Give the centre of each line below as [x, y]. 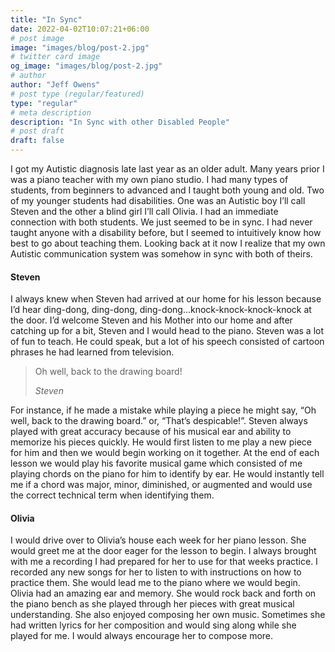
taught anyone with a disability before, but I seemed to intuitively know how [166, 232]
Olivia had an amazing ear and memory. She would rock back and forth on [163, 593]
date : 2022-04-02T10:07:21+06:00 [80, 29]
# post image [37, 38]
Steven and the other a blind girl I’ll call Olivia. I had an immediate [144, 211]
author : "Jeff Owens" [55, 85]
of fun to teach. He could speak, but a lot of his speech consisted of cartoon [167, 342]
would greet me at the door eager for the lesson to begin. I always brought [163, 551]
